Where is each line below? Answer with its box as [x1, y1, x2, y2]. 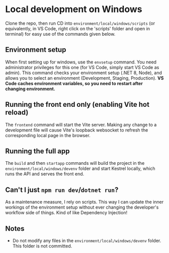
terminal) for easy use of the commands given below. [5, 31, 116, 37]
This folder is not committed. [12, 243, 72, 249]
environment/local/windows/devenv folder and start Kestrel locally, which [5, 165, 155, 172]
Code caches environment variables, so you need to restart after [5, 80, 143, 86]
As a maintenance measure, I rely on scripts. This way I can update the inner [5, 199, 164, 205]
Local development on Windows [5, 4, 142, 15]
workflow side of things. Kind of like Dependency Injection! [5, 210, 127, 216]
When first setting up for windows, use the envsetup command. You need [5, 59, 157, 65]
